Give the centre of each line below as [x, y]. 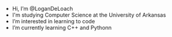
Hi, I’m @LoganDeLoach [42, 9]
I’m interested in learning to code [54, 21]
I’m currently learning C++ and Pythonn [62, 27]
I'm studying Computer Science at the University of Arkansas [89, 15]
